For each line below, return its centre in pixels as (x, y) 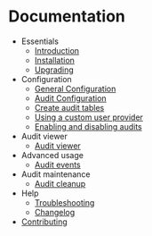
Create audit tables (69, 107)
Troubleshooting (64, 202)
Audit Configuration (71, 98)
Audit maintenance (56, 174)
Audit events (57, 164)
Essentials (40, 41)
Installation (54, 60)
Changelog (55, 212)
